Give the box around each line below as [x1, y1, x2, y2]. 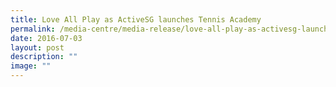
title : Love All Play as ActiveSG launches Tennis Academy [10, 14, 262, 25]
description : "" [10, 52, 78, 62]
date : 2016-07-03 [10, 33, 83, 43]
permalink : [10, 24, 56, 34]
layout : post [10, 42, 65, 53]
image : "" [10, 61, 52, 71]
